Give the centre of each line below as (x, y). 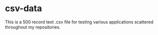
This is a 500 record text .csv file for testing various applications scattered (79, 22)
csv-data (24, 9)
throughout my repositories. (33, 27)
